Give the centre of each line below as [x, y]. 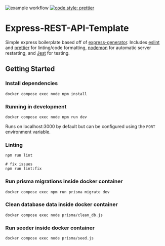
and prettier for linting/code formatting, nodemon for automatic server [78, 48]
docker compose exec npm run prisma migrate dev [57, 192]
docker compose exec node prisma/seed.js [50, 238]
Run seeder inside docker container [50, 228]
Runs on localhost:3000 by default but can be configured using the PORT [80, 126]
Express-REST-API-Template [67, 28]
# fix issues [19, 165]
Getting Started [30, 69]
